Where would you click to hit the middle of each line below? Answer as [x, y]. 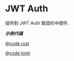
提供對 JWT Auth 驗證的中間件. [37, 23]
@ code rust [17, 43]
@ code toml [18, 53]
